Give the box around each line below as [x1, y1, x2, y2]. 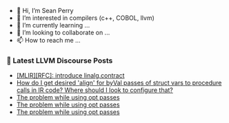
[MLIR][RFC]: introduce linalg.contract [16, 71, 125, 80]
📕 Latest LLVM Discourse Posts [6, 56, 113, 65]
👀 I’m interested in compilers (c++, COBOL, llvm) [16, 14, 155, 22]
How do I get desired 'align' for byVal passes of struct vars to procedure [16, 79, 222, 87]
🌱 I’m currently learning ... [16, 21, 90, 29]
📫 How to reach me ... [16, 36, 81, 44]
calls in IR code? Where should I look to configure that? [16, 86, 174, 94]
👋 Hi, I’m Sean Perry [16, 7, 74, 14]
